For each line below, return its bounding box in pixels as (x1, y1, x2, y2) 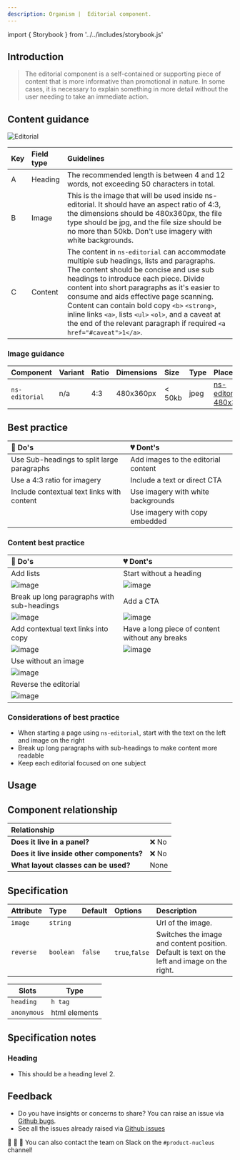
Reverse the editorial (11, 679, 81, 689)
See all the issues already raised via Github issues (17, 1124, 166, 1133)
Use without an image (11, 655, 84, 665)
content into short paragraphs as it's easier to (66, 283, 220, 293)
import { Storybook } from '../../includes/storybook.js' (7, 30, 164, 39)
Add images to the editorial (130, 455, 221, 465)
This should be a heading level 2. (17, 1069, 116, 1078)
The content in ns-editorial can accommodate (66, 247, 226, 257)
